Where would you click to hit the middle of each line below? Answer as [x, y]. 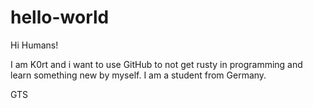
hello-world [60, 17]
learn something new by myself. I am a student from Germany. [138, 75]
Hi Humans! [34, 45]
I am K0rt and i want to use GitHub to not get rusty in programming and [156, 64]
